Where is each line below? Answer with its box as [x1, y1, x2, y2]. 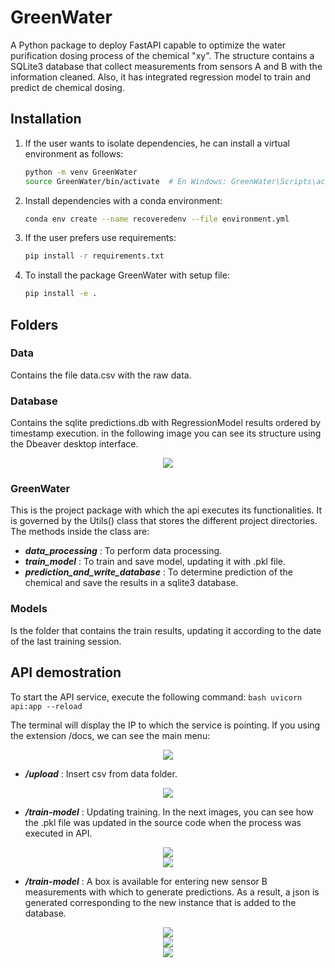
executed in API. [24, 827, 93, 839]
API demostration [10, 664, 122, 681]
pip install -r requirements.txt [24, 251, 165, 261]
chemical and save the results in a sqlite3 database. [24, 577, 239, 589]
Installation [10, 111, 82, 128]
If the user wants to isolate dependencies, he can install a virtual [24, 137, 290, 149]
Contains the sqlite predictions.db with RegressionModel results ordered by [10, 417, 322, 429]
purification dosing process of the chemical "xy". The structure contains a [10, 49, 315, 61]
